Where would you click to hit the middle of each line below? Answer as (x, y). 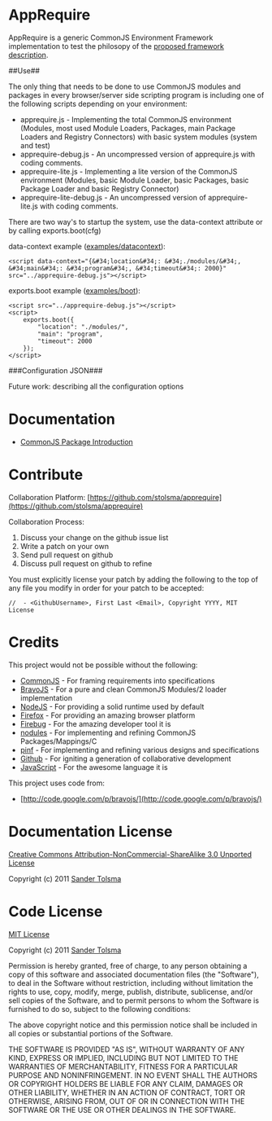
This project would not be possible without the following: (103, 665)
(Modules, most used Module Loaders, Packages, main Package (127, 128)
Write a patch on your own (65, 546)
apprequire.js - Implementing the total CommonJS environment (126, 119)
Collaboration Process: (47, 521)
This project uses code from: (57, 783)
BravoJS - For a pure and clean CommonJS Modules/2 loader (123, 689)
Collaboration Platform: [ (50, 497)
